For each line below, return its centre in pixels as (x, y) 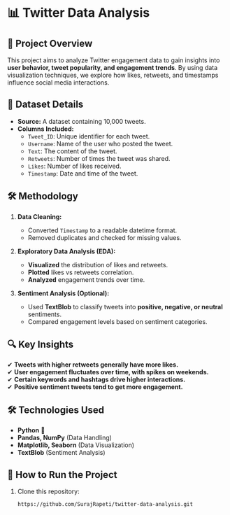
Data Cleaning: (39, 216)
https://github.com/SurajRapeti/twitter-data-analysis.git (105, 505)
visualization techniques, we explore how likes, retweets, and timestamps (113, 75)
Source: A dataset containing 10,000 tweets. (81, 121)
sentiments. (44, 314)
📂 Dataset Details (45, 105)
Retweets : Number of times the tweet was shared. (99, 158)
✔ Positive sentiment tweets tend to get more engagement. (95, 387)
